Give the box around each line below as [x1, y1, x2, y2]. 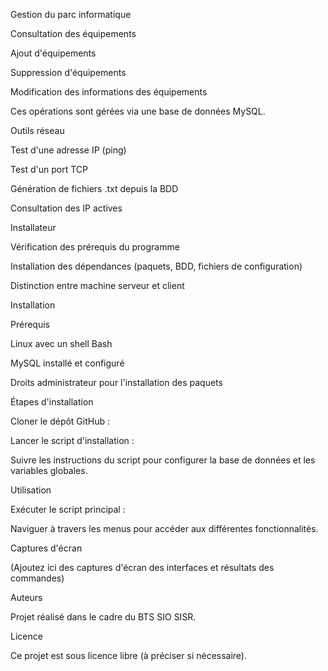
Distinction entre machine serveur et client [10, 280, 185, 291]
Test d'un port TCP [10, 164, 89, 175]
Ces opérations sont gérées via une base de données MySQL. [10, 105, 266, 117]
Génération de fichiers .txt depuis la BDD [10, 183, 179, 194]
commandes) [10, 572, 65, 584]
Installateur [10, 222, 57, 233]
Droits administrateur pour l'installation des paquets [10, 377, 223, 388]
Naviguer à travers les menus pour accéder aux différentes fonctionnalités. [10, 523, 319, 534]
